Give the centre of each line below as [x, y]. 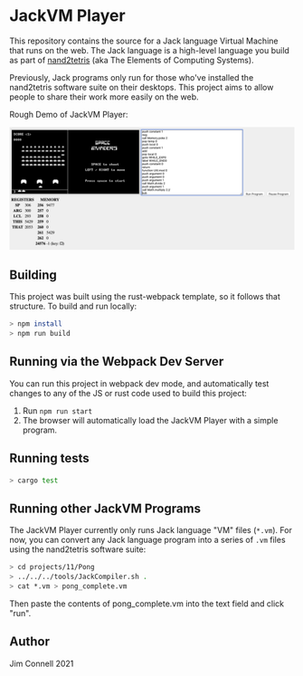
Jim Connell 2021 [42, 663]
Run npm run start [57, 410]
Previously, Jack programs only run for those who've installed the [132, 77]
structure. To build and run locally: [73, 306]
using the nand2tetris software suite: [78, 549]
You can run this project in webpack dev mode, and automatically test [139, 383]
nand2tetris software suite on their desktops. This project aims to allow [142, 87]
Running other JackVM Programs [105, 508]
